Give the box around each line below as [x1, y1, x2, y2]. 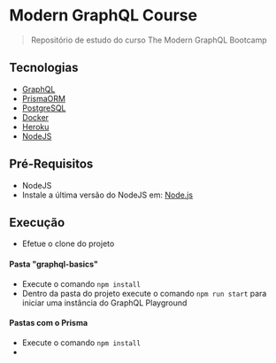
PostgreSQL [21, 103, 66, 113]
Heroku [21, 121, 50, 132]
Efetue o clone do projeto [21, 238, 115, 249]
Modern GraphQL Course [9, 5, 197, 26]
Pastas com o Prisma [9, 318, 88, 328]
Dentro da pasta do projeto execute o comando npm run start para [21, 288, 267, 298]
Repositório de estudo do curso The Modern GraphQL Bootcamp [30, 35, 267, 45]
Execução [9, 214, 65, 230]
